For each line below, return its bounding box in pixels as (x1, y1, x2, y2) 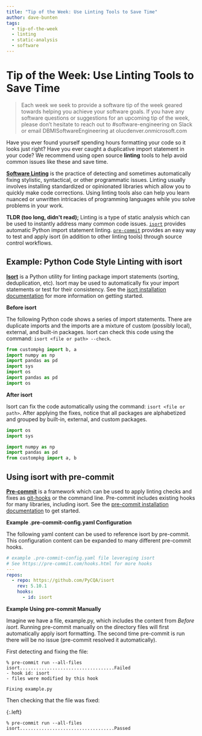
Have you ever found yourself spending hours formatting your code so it (6, 138, 186, 146)
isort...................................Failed (6, 665, 131, 671)
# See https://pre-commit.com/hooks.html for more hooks (6, 560, 153, 567)
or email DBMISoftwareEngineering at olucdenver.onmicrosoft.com (21, 127, 188, 134)
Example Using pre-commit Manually (6, 605, 101, 612)
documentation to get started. (6, 507, 80, 514)
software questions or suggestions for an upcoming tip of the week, (21, 114, 190, 121)
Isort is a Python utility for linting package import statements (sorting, (6, 273, 179, 280)
